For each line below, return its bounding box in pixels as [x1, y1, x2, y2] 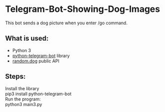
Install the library [5, 85, 40, 91]
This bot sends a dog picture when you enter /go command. [5, 20, 128, 26]
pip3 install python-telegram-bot [5, 91, 72, 97]
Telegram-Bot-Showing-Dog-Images [5, 3, 160, 15]
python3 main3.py [5, 101, 42, 107]
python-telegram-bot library [12, 53, 70, 58]
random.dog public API [12, 58, 59, 64]
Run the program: [5, 96, 41, 102]
